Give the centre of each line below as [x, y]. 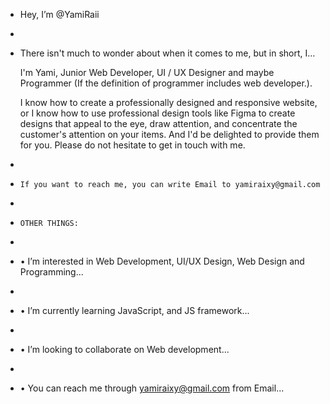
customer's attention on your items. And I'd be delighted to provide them [169, 134]
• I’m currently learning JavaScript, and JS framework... [134, 310]
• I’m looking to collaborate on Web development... [124, 349]
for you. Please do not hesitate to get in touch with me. [132, 145]
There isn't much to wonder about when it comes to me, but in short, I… [167, 53]
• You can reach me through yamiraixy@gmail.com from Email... [152, 388]
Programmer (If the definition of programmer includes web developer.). [166, 83]
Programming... [51, 272]
